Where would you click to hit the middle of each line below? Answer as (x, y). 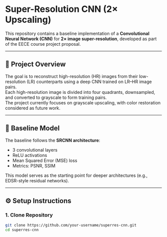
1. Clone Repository (29, 215)
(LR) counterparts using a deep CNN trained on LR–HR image (89, 81)
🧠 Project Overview (36, 64)
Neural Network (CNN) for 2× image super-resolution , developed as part (81, 39)
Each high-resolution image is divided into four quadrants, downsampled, (80, 92)
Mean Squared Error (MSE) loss (45, 160)
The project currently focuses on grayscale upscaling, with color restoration (83, 102)
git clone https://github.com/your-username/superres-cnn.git (71, 225)
